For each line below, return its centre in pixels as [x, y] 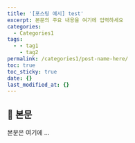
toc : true [21, 65]
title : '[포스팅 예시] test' [46, 14]
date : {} [20, 78]
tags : [15, 40]
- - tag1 [26, 46]
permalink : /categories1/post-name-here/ [68, 59]
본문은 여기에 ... [28, 133]
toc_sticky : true [32, 71]
